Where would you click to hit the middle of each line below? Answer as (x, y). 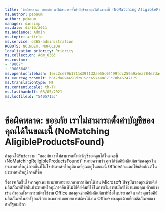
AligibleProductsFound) (55, 142)
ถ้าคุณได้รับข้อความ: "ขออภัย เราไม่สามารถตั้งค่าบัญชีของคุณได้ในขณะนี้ (62, 156)
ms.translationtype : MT (29, 82)
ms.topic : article (24, 37)
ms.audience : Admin (25, 32)
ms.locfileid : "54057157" (31, 96)
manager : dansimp (23, 23)
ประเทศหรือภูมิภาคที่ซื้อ (24, 172)
